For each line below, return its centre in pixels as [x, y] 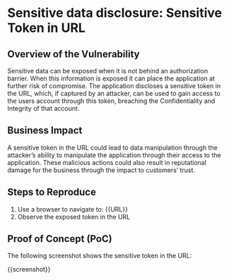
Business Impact [45, 131]
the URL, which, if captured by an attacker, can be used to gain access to [114, 93]
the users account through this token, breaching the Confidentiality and [111, 101]
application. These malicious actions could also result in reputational [107, 162]
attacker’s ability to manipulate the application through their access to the [114, 155]
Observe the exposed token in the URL [74, 217]
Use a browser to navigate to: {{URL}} [73, 209]
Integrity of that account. [43, 108]
